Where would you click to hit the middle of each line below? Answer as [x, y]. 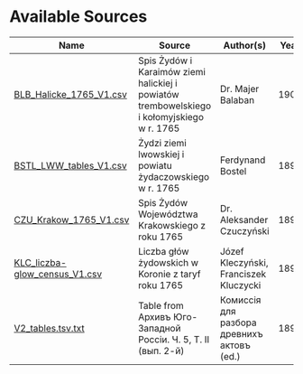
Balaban [237, 99]
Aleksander [244, 220]
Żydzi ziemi [162, 143]
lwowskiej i [161, 154]
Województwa [168, 214]
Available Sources [78, 17]
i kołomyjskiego [171, 117]
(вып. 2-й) [161, 351]
